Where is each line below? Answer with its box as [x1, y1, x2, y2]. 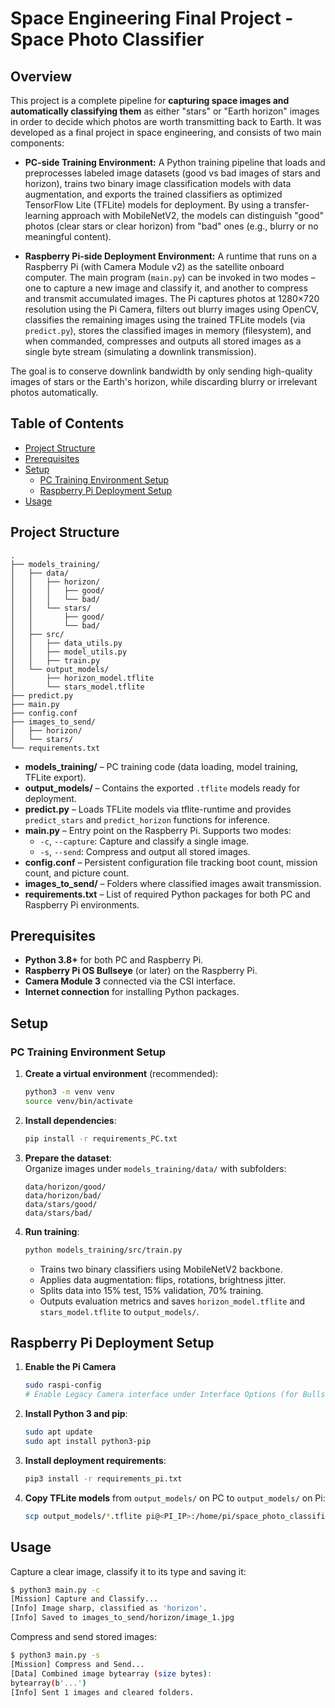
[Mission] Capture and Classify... [10, 1594, 159, 1604]
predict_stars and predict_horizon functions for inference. [24, 813, 271, 826]
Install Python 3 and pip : [24, 1408, 128, 1420]
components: [10, 137, 65, 149]
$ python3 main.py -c [10, 1585, 101, 1595]
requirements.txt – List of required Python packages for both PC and [24, 888, 311, 900]
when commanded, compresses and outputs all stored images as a [24, 335, 302, 347]
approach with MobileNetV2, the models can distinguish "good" [61, 210, 324, 221]
